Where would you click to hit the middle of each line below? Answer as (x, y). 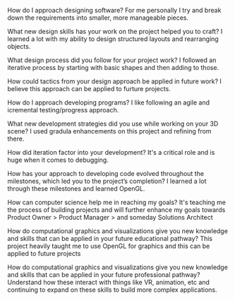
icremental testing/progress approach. (63, 110)
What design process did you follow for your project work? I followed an (112, 60)
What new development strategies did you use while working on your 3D (113, 124)
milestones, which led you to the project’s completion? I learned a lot (107, 181)
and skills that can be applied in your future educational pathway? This (110, 238)
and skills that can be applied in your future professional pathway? (104, 275)
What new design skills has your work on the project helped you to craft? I (115, 31)
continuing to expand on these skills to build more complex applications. (112, 290)
